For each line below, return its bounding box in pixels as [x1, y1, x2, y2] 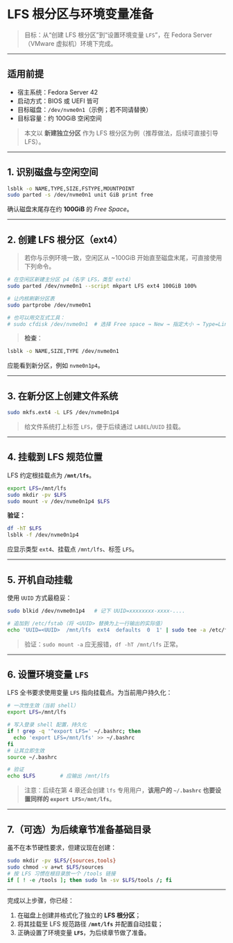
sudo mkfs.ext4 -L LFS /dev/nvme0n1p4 [7, 409, 119, 416]
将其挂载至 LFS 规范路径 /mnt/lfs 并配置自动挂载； [17, 920, 164, 928]
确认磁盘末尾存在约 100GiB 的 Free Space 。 [7, 205, 133, 213]
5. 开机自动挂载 [7, 574, 73, 586]
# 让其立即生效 [7, 747, 45, 754]
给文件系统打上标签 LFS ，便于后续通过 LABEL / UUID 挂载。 [24, 422, 185, 431]
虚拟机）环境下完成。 [55, 39, 117, 47]
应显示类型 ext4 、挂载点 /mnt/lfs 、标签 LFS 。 [7, 545, 139, 553]
